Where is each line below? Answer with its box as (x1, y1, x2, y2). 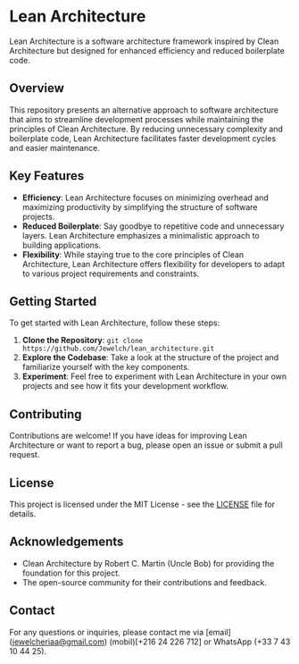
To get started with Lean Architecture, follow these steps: (9, 317, 220, 328)
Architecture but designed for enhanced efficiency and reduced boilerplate (9, 45, 286, 55)
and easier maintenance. (9, 142, 100, 153)
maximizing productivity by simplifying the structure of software (21, 201, 258, 212)
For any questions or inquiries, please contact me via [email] (9, 626, 232, 637)
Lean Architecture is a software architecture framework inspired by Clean (9, 36, 279, 46)
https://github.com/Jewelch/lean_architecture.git (21, 344, 215, 354)
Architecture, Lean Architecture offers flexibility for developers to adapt (21, 258, 286, 269)
